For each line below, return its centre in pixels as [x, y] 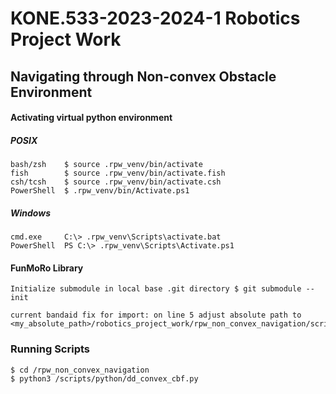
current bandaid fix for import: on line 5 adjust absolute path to [156, 315]
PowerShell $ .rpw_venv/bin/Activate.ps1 [100, 191]
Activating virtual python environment [91, 118]
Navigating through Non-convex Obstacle [143, 76]
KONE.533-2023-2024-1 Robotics [155, 18]
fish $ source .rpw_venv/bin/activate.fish [118, 173]
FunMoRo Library [47, 268]
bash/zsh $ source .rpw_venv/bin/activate [106, 165]
